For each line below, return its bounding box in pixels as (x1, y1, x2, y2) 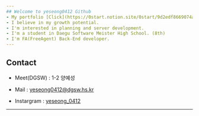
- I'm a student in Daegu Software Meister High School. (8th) (6, 31, 166, 37)
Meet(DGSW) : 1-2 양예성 (14, 74, 75, 81)
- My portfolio (6, 14, 44, 20)
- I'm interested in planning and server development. (6, 25, 145, 31)
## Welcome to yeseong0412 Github (6, 8, 92, 15)
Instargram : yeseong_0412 (14, 97, 81, 104)
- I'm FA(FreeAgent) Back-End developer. (6, 36, 110, 42)
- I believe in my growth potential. (6, 19, 99, 25)
